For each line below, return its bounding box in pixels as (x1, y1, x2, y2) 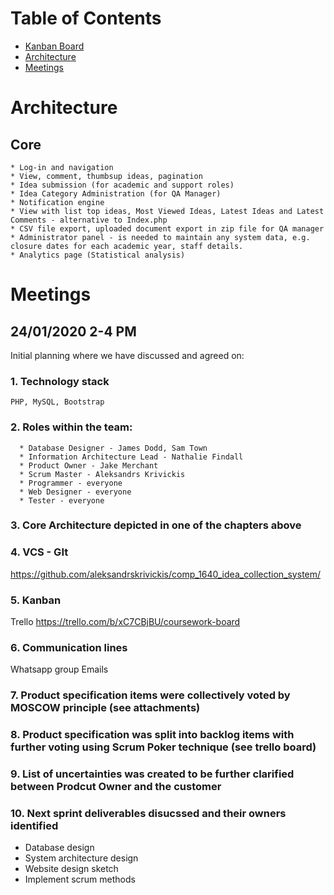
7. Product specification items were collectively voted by (10, 688, 291, 702)
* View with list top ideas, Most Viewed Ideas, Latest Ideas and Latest (10, 206, 325, 216)
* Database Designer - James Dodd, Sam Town (19, 443, 208, 453)
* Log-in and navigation (10, 162, 114, 172)
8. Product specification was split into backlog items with (10, 728, 295, 742)
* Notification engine (10, 197, 105, 207)
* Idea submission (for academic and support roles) (10, 180, 235, 190)
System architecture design (24, 852, 139, 864)
